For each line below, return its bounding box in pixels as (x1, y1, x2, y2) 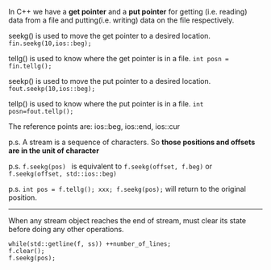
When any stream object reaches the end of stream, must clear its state (8, 216, 247, 225)
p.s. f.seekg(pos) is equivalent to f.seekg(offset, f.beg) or (8, 161, 212, 171)
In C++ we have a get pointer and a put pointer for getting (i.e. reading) (8, 7, 248, 16)
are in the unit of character (8, 146, 99, 156)
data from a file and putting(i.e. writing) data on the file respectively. (8, 15, 235, 25)
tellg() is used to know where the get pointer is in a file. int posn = (8, 54, 229, 63)
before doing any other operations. (8, 225, 124, 234)
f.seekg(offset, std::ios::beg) (8, 170, 117, 178)
